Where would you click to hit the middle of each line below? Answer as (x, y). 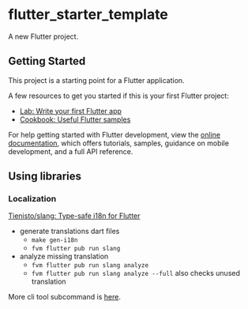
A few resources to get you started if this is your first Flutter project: (118, 96)
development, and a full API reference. (71, 151)
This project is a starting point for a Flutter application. (96, 80)
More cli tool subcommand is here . (64, 297)
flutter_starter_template (88, 15)
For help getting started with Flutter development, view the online (115, 134)
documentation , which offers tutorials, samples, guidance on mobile (118, 143)
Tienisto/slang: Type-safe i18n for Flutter (74, 216)
